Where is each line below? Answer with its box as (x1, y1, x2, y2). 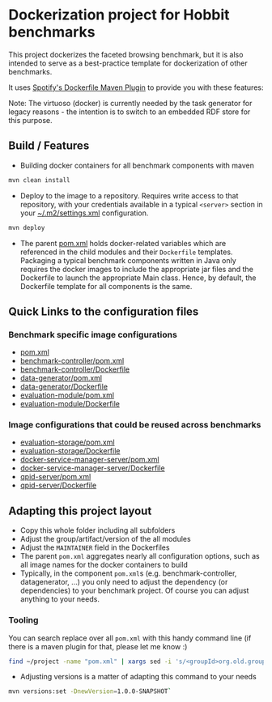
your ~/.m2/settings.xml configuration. (19, 208, 149, 218)
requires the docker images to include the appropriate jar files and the (19, 264, 253, 274)
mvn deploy (8, 223, 45, 232)
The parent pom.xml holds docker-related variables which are (19, 238, 227, 248)
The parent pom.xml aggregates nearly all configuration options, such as (19, 551, 261, 561)
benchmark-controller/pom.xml (19, 356, 125, 366)
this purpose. (8, 115, 53, 125)
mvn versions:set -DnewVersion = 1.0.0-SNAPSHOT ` (8, 687, 172, 696)
